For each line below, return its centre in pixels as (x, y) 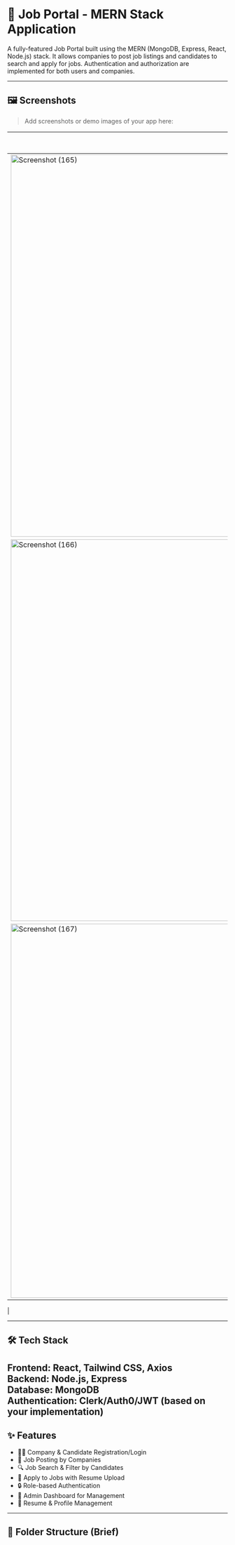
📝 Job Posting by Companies (59, 1460)
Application (42, 29)
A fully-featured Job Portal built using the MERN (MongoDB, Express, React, (117, 48)
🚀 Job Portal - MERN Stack (86, 14)
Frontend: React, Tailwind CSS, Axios (90, 1368)
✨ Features (32, 1435)
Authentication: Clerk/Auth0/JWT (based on (107, 1401)
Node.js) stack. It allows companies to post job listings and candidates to (112, 56)
